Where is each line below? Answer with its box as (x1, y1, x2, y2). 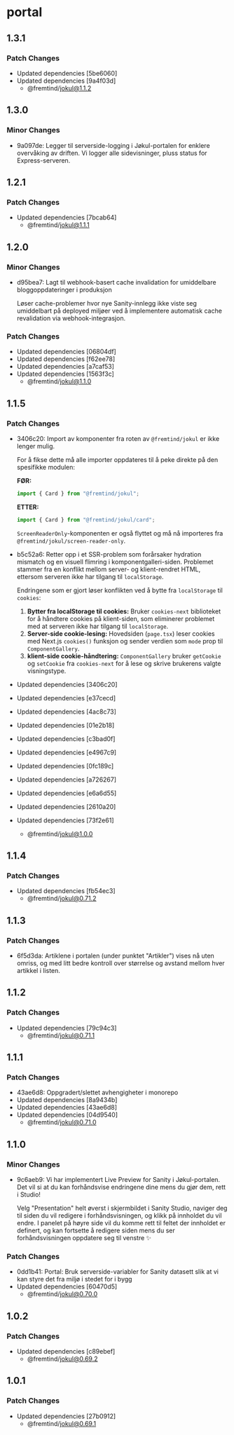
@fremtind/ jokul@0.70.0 (27, 1290, 98, 1298)
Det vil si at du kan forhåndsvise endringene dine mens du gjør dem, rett (16, 1183, 226, 1192)
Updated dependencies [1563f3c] (16, 369, 115, 379)
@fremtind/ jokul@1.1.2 (27, 83, 92, 92)
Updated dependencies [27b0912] (16, 1412, 116, 1420)
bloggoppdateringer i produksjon (16, 285, 113, 294)
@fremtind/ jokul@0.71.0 (27, 1118, 97, 1127)
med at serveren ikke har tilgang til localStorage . (27, 622, 169, 630)
